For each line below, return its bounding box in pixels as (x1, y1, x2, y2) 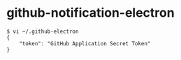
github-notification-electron (6, 5, 175, 21)
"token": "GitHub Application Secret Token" (19, 40, 151, 47)
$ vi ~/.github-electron (6, 28, 79, 35)
